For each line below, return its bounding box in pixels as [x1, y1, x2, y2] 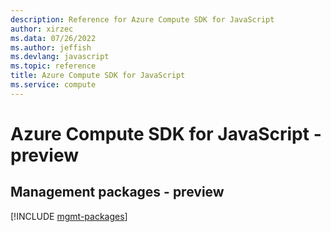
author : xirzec [10, 24, 74, 34]
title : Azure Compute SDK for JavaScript [10, 71, 186, 81]
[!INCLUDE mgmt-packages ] [10, 210, 128, 222]
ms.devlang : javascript [10, 52, 110, 62]
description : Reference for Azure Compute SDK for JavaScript [10, 14, 275, 25]
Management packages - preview [10, 184, 225, 201]
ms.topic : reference [10, 61, 97, 71]
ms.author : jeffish [10, 42, 92, 53]
